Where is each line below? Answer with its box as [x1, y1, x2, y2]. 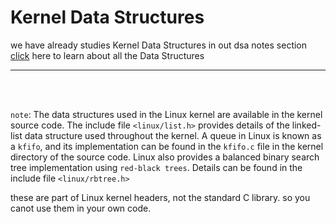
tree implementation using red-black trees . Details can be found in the [10, 161, 303, 173]
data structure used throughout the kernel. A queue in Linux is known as [24, 129, 322, 141]
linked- [291, 119, 322, 131]
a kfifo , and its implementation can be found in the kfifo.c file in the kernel [10, 140, 324, 152]
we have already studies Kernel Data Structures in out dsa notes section [10, 39, 308, 51]
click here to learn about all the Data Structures [10, 49, 205, 61]
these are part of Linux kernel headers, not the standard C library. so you [10, 191, 311, 203]
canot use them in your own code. [10, 202, 152, 214]
